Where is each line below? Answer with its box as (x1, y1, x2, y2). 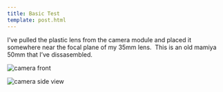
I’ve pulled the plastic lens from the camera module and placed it (7, 35, 192, 44)
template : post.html (7, 17, 67, 24)
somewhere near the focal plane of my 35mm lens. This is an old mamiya (7, 43, 217, 51)
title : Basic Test (7, 10, 60, 17)
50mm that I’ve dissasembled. (7, 50, 93, 59)
